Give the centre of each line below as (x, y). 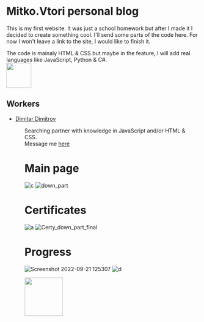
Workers (23, 104)
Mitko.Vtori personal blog (73, 11)
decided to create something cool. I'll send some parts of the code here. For (102, 34)
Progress (48, 252)
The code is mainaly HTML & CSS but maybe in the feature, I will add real (98, 53)
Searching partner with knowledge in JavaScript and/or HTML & (105, 131)
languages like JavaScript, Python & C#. (57, 59)
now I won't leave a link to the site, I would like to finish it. (78, 41)
